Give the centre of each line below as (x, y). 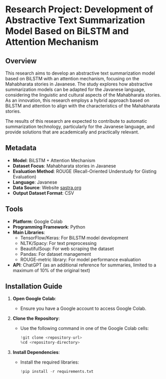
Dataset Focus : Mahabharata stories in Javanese (64, 166)
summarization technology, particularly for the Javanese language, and (80, 127)
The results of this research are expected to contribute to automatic (76, 121)
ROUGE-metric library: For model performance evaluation (80, 259)
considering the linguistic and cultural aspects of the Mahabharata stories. (83, 95)
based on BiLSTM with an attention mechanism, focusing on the (72, 79)
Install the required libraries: (50, 362)
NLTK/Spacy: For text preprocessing (58, 243)
